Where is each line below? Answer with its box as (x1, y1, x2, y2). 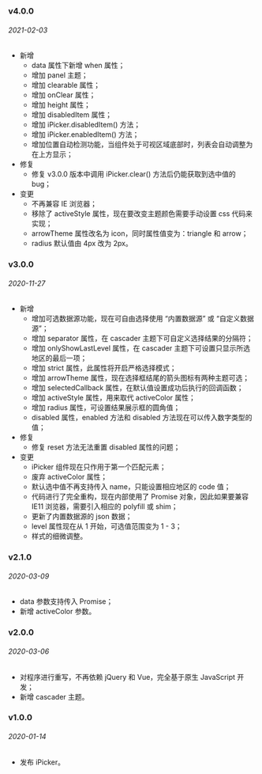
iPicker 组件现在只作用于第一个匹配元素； (31, 462, 167, 472)
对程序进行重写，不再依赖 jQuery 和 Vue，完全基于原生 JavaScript (19, 672, 235, 681)
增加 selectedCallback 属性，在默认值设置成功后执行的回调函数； (31, 383, 244, 393)
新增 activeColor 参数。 (19, 607, 96, 617)
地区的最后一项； (31, 354, 88, 363)
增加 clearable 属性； (31, 81, 101, 90)
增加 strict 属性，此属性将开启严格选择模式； (31, 363, 177, 373)
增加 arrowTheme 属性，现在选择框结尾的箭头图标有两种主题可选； (31, 374, 250, 383)
